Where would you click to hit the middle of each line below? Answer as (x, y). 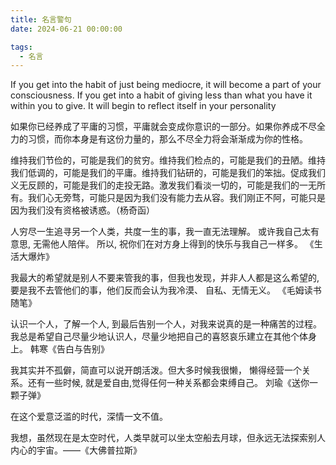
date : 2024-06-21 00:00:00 (66, 29)
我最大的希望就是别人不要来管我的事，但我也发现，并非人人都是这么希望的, (165, 278)
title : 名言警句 (41, 19)
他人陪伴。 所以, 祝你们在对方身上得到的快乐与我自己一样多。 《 (182, 244)
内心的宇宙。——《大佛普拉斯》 (76, 450)
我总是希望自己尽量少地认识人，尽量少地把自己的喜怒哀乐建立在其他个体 (159, 337)
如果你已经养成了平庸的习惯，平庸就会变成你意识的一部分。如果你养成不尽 (163, 127)
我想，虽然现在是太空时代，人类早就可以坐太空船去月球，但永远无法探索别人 (168, 438)
